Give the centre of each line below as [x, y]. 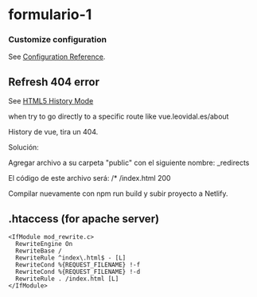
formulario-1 [50, 15]
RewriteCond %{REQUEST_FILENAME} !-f [78, 265]
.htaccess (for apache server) [84, 219]
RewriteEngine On [44, 244]
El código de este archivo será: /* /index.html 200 [90, 178]
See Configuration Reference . [57, 57]
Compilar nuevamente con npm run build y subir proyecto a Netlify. [118, 193]
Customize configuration [58, 40]
